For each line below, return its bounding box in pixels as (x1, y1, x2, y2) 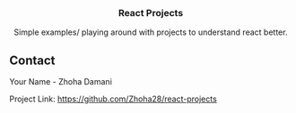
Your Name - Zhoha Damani (9, 77, 112, 87)
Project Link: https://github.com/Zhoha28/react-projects (9, 93, 217, 104)
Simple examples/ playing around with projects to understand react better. (13, 27, 288, 37)
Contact (9, 52, 56, 68)
